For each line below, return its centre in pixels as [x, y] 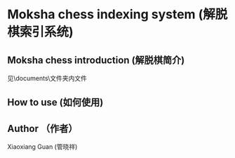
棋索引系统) [40, 32]
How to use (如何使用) [55, 103]
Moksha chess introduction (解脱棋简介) [96, 60]
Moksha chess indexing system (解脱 [117, 14]
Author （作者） [42, 128]
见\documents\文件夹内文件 [47, 78]
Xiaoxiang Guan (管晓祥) [42, 147]
